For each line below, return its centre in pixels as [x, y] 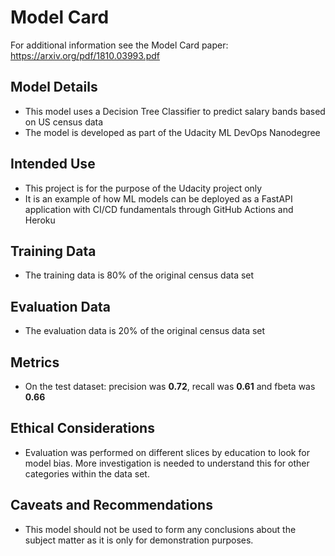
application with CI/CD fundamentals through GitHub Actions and [159, 209]
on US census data [64, 122]
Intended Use [53, 164]
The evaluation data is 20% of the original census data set [145, 331]
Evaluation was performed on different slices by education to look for [167, 452]
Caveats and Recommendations [111, 505]
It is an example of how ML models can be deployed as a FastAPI [158, 198]
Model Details [54, 87]
